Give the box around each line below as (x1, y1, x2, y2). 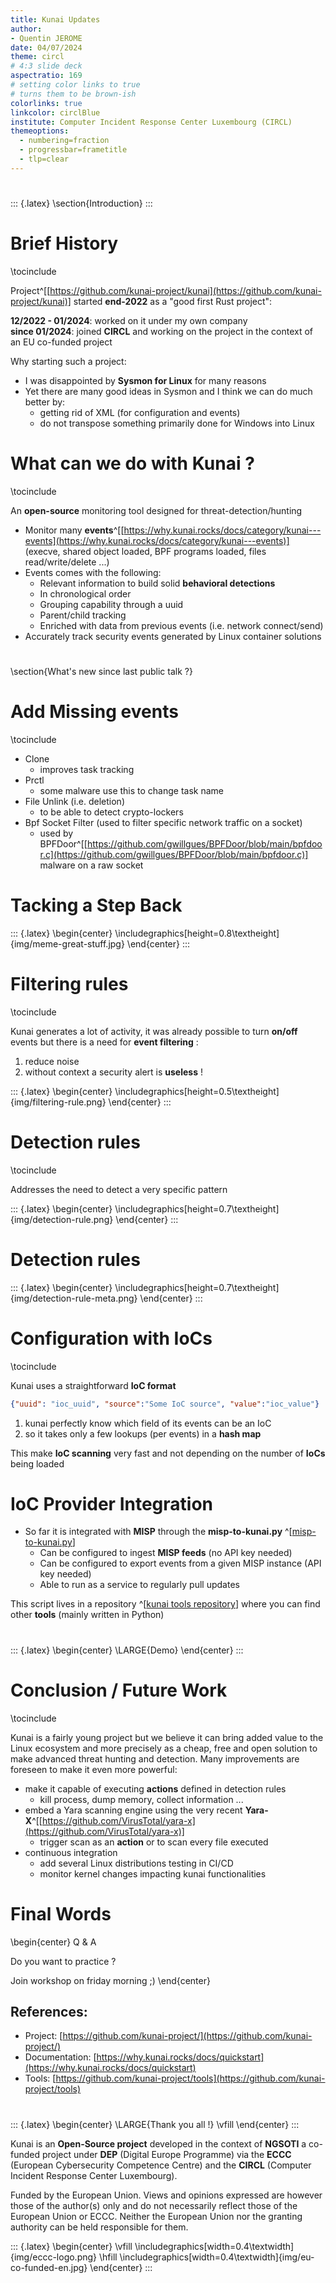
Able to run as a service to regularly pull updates (39, 1579, 240, 1591)
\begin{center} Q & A (10, 1936, 97, 1948)
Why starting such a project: (10, 355, 127, 367)
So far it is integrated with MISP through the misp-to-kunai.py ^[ (24, 1526, 293, 1538)
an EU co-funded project (10, 336, 113, 348)
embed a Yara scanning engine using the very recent (24, 1804, 243, 1816)
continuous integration (24, 1846, 118, 1858)
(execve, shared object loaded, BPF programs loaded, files (24, 545, 267, 557)
